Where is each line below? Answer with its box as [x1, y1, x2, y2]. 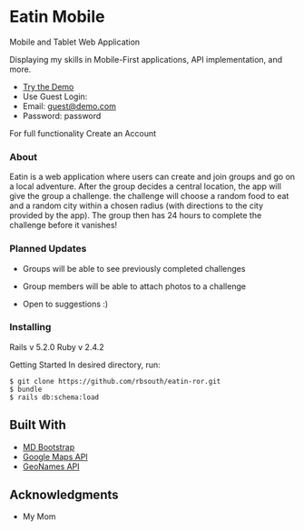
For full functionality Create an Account [9, 127, 157, 138]
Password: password [22, 110, 102, 121]
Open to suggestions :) [22, 298, 109, 309]
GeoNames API [22, 461, 80, 472]
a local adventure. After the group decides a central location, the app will [9, 181, 281, 192]
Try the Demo [22, 81, 74, 92]
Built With [9, 417, 66, 433]
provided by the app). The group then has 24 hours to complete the [9, 210, 262, 221]
